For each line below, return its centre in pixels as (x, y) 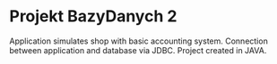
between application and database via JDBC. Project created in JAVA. (138, 50)
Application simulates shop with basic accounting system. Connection (139, 41)
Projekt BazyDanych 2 (93, 16)
